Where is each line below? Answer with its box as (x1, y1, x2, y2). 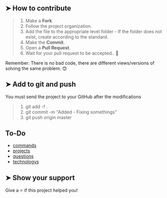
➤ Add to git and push (5, 80, 76, 89)
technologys (12, 159, 39, 165)
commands (12, 143, 37, 149)
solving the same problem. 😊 (5, 65, 67, 71)
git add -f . (25, 103, 48, 109)
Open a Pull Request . (25, 44, 70, 50)
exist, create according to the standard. (25, 34, 109, 40)
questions (12, 153, 34, 159)
